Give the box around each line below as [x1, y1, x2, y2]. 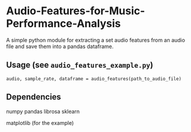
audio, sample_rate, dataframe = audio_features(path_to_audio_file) [6, 76, 182, 81]
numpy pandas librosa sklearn [6, 108, 80, 115]
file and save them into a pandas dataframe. [6, 43, 114, 50]
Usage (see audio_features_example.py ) [6, 60, 154, 70]
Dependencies [6, 92, 61, 102]
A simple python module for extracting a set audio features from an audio [6, 36, 186, 43]
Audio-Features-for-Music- [6, 4, 145, 18]
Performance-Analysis [6, 17, 121, 30]
